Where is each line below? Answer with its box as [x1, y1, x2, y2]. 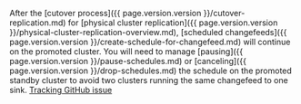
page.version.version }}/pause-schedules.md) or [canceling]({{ [9, 56, 247, 66]
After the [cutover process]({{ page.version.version [9, 8, 202, 18]
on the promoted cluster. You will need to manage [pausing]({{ [9, 46, 244, 57]
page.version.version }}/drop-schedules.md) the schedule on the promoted [9, 65, 293, 76]
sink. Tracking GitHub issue [9, 85, 113, 95]
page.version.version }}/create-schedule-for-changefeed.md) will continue [9, 36, 291, 47]
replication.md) [9, 17, 66, 28]
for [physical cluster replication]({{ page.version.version [67, 17, 278, 28]
